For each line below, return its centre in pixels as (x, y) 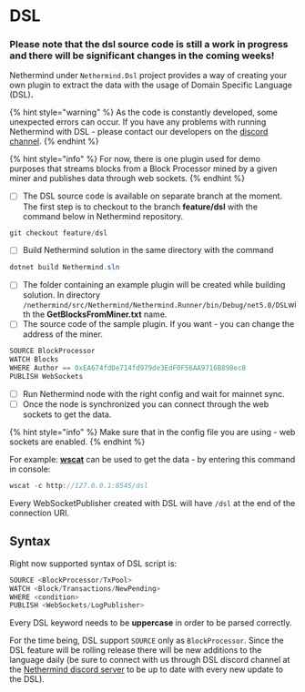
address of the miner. (62, 334)
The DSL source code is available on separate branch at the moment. (152, 196)
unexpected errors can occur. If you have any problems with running (138, 122)
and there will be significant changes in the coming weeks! (142, 56)
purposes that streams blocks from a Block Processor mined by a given (143, 168)
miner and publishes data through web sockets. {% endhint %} (127, 178)
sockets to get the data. (67, 414)
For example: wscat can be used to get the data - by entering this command (152, 460)
